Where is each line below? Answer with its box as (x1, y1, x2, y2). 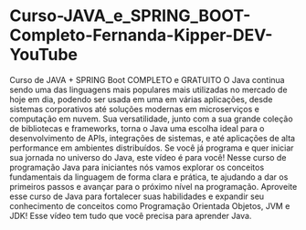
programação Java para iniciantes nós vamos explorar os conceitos (9, 162, 265, 172)
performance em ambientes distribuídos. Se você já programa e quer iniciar (9, 142, 294, 153)
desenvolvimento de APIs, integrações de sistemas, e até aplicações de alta (9, 132, 295, 143)
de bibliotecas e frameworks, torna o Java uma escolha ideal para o (9, 122, 265, 133)
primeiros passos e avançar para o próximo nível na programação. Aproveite (9, 181, 298, 192)
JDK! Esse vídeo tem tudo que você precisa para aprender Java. (9, 210, 252, 221)
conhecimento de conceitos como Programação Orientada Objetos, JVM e (9, 200, 290, 211)
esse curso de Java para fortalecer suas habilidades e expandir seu (9, 191, 265, 202)
